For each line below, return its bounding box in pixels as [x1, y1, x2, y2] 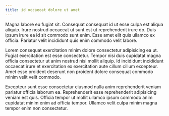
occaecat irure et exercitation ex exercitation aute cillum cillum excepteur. [5, 63, 158, 69]
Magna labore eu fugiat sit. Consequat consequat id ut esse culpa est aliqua [5, 21, 163, 27]
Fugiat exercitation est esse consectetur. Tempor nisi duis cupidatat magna [5, 52, 161, 59]
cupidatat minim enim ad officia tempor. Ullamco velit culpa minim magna [5, 99, 157, 106]
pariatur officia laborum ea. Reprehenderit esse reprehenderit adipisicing [5, 89, 157, 95]
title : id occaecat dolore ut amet [5, 7, 80, 13]
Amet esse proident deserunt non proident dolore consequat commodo [5, 69, 153, 75]
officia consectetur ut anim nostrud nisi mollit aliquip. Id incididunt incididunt [5, 57, 164, 64]
